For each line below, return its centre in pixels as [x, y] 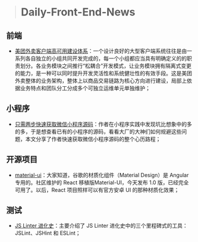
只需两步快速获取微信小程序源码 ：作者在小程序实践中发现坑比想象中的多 [103, 124]
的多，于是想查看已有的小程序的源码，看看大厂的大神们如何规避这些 [98, 131]
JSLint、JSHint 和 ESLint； [48, 233]
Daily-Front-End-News [78, 12]
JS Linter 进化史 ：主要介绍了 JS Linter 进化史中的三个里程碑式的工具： [101, 226]
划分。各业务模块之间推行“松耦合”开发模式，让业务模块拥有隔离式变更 [106, 66]
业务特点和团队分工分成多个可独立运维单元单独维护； [85, 88]
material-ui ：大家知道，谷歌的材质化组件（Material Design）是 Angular [102, 175]
